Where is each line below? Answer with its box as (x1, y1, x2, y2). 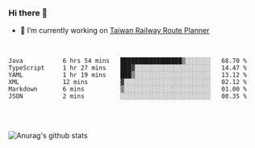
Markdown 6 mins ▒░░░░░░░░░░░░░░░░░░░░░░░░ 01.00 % (8, 85, 248, 94)
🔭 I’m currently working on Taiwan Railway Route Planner (19, 26, 210, 36)
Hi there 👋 (8, 7, 48, 19)
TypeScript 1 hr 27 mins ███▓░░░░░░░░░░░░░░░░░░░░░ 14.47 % (8, 64, 248, 72)
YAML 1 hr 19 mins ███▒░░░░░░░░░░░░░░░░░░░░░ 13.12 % (8, 71, 248, 79)
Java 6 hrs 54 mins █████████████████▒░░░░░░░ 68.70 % (8, 57, 248, 66)
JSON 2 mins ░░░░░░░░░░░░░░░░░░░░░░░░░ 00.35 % (8, 92, 248, 100)
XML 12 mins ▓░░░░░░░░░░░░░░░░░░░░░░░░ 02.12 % (8, 78, 248, 87)
